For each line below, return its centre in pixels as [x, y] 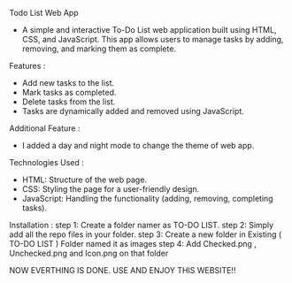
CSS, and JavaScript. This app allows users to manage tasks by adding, [153, 39]
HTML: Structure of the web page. [85, 180]
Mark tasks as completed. [69, 92]
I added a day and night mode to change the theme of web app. [138, 145]
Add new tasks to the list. [68, 83]
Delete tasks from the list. [69, 102]
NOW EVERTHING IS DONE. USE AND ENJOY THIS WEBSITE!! [123, 270]
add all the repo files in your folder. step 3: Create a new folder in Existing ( [146, 234]
